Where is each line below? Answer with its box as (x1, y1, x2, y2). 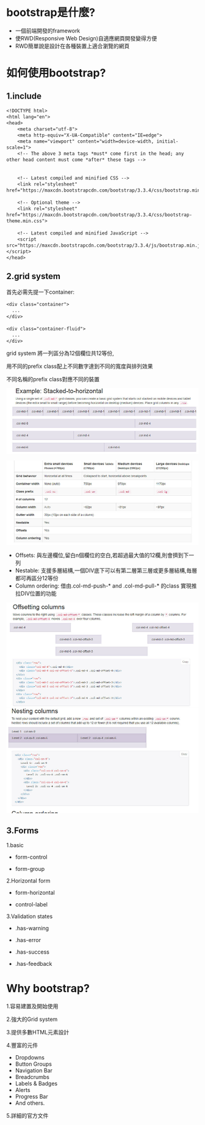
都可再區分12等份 (15, 575, 59, 582)
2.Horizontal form (6, 877, 51, 884)
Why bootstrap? (6, 982, 90, 995)
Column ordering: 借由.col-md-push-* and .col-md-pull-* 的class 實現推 (15, 582, 197, 589)
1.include (6, 91, 41, 101)
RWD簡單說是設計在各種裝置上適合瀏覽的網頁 (15, 42, 130, 50)
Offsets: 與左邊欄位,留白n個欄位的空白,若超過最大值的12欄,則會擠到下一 (15, 551, 194, 559)
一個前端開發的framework (15, 27, 81, 34)
